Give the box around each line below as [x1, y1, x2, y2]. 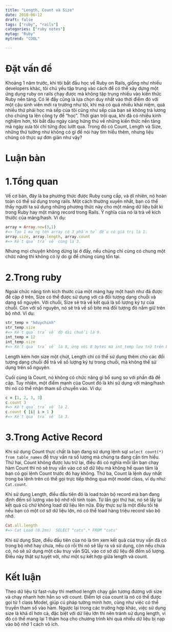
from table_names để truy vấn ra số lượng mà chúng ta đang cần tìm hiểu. [5, 454, 160, 460]
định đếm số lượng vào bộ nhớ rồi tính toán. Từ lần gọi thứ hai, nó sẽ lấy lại [5, 496, 162, 503]
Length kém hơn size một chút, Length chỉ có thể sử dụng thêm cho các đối [5, 353, 165, 359]
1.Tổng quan [5, 176, 58, 187]
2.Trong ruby [5, 272, 62, 283]
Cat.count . [5, 481, 28, 487]
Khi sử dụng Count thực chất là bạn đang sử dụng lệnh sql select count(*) [5, 448, 164, 454]
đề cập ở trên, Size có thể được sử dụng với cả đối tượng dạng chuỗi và [5, 294, 156, 300]
